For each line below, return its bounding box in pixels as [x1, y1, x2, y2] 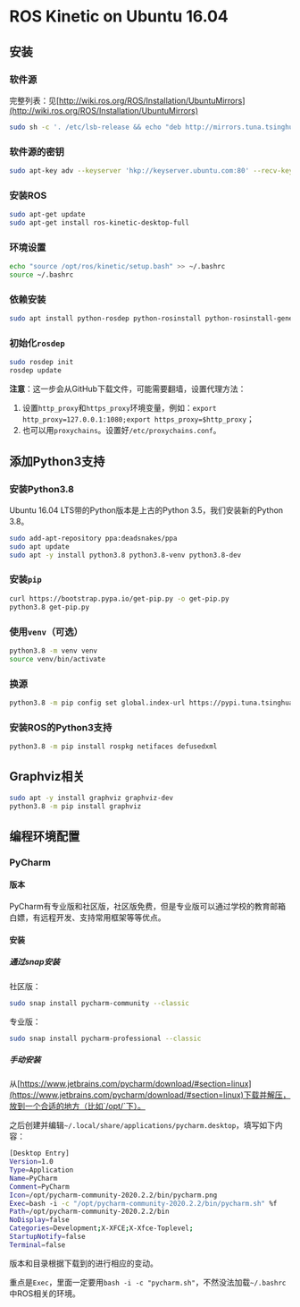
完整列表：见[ [9, 95, 60, 106]
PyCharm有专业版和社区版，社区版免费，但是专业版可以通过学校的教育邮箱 [9, 901, 286, 912]
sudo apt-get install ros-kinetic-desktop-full [9, 218, 190, 227]
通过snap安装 [9, 956, 61, 968]
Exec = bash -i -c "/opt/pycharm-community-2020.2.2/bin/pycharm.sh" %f [9, 1199, 278, 1208]
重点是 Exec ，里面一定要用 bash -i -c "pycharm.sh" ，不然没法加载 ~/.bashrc [9, 1277, 287, 1287]
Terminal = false [9, 1240, 66, 1250]
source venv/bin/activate [9, 654, 105, 663]
